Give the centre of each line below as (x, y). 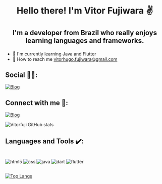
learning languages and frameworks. (85, 40)
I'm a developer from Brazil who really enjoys (85, 32)
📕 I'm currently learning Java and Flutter (54, 54)
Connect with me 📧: (37, 103)
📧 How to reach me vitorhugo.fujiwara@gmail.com (65, 59)
